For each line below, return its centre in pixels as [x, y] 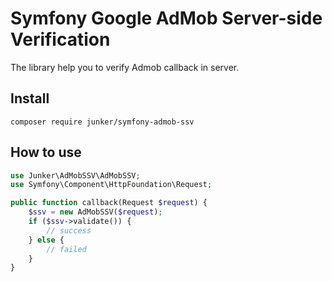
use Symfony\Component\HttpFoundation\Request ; [111, 185]
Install [30, 98]
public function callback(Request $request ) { [109, 203]
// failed [66, 249]
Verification [60, 39]
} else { [46, 240]
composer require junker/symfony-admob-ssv [102, 122]
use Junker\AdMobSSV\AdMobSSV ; [75, 175]
